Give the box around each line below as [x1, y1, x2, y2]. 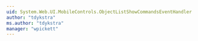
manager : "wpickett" [6, 25, 59, 32]
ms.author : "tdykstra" [6, 20, 64, 26]
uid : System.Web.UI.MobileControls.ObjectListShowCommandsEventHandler [6, 8, 192, 15]
